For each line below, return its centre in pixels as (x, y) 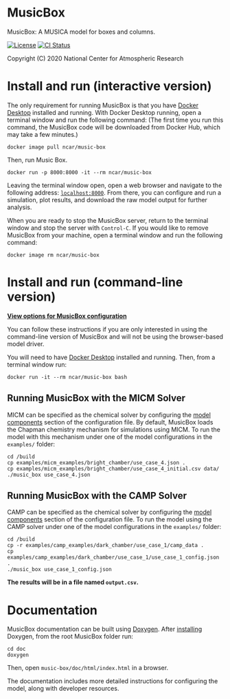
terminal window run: (37, 364)
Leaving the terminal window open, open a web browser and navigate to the (115, 185)
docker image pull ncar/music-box (57, 147)
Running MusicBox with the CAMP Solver (97, 496)
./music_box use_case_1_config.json (59, 570)
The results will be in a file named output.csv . (73, 582)
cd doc (16, 649)
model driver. (26, 344)
